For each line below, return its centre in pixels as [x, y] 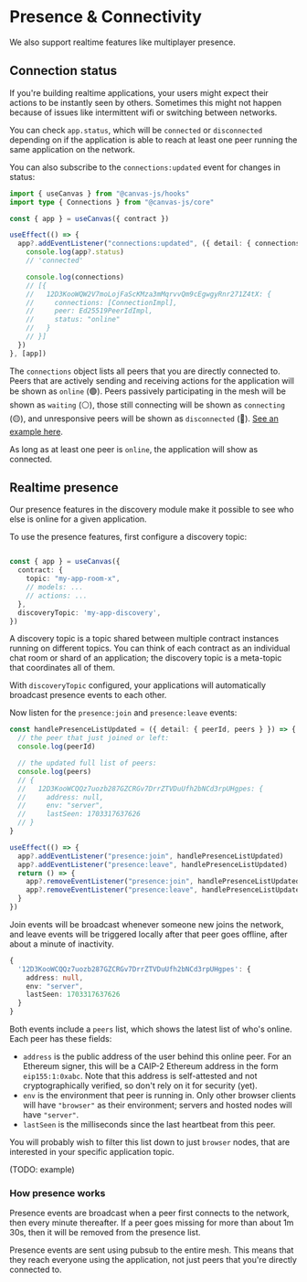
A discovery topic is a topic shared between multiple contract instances [144, 639]
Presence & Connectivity [106, 17]
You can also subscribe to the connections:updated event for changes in [145, 167]
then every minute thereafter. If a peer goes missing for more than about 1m [152, 1223]
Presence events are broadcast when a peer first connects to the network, [149, 1213]
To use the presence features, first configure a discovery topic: [128, 537]
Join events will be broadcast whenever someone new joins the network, [147, 924]
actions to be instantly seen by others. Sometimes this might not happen [146, 102]
